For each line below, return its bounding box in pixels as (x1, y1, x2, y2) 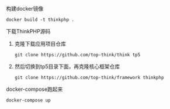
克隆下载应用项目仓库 (14, 40, 66, 47)
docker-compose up (6, 97, 51, 103)
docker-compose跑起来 (6, 86, 63, 93)
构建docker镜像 (6, 5, 44, 12)
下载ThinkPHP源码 (6, 28, 51, 35)
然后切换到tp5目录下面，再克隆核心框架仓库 (14, 63, 120, 70)
